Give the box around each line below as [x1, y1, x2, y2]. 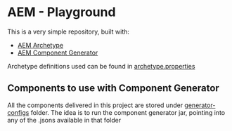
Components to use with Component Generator [7, 82, 219, 95]
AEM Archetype [17, 41, 64, 49]
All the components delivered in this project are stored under [7, 101, 183, 109]
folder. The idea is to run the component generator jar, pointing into [30, 108, 226, 116]
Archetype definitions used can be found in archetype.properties [7, 62, 195, 70]
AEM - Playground [7, 4, 116, 20]
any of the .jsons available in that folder [7, 116, 122, 124]
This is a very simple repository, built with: [7, 27, 130, 36]
